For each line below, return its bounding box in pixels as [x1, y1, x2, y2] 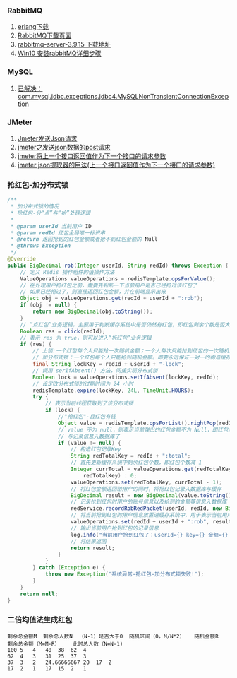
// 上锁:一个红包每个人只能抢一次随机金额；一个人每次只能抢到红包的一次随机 [32, 347, 229, 355]
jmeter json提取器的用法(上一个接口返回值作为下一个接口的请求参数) [17, 160, 216, 169]
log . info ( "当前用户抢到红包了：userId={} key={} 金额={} [70, 531, 229, 538]
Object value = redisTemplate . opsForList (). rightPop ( [57, 420, 219, 427]
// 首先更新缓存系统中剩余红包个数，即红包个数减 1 [70, 459, 202, 466]
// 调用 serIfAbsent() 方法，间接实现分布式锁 [32, 367, 158, 374]
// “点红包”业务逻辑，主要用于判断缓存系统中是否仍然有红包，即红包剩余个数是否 [20, 321, 225, 328]
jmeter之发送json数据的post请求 [17, 143, 111, 151]
